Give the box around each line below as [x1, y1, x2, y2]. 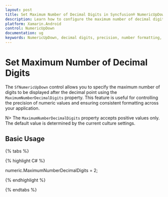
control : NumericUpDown [5, 26, 55, 31]
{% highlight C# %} [5, 157, 45, 163]
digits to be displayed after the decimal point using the [5, 89, 117, 95]
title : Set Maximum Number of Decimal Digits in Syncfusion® [5, 12, 135, 17]
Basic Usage [5, 134, 45, 143]
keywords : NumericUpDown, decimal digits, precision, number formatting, [5, 35, 162, 40]
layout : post [5, 7, 32, 12]
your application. [5, 105, 40, 111]
